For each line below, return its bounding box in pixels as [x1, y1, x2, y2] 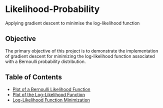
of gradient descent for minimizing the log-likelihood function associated [5, 53, 155, 59]
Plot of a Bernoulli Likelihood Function [12, 86, 91, 92]
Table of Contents [5, 73, 62, 81]
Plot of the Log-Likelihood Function [12, 91, 85, 97]
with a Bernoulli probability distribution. [5, 58, 86, 64]
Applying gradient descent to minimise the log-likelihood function [5, 20, 140, 26]
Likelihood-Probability [5, 3, 100, 15]
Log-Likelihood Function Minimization [12, 96, 90, 103]
